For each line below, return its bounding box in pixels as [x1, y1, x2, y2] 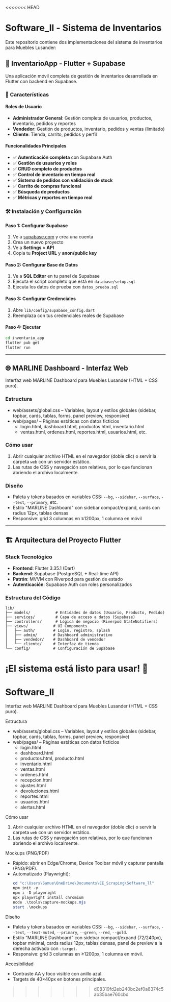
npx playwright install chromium [12, 895, 84, 900]
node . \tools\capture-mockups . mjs [12, 899, 86, 905]
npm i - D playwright [12, 890, 56, 895]
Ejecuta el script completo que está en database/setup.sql [12, 278, 136, 285]
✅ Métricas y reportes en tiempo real [12, 194, 93, 201]
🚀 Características [5, 91, 49, 98]
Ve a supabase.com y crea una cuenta [12, 234, 94, 240]
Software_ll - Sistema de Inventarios [5, 22, 162, 34]
